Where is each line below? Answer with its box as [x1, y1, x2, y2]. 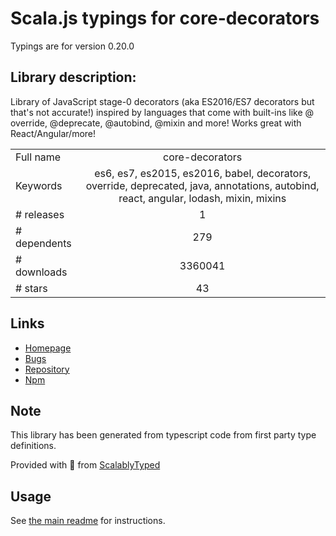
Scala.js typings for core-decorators [10, 7, 320, 30]
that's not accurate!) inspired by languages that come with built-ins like [10, 106, 303, 118]
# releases [15, 207, 65, 221]
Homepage [24, 342, 72, 354]
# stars [15, 281, 48, 295]
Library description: [10, 69, 137, 86]
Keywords [15, 178, 63, 192]
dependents [15, 236, 72, 250]
